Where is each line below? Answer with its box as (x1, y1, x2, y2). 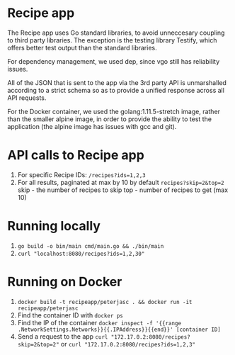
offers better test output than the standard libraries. (7, 43, 157, 52)
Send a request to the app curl (17, 332, 108, 341)
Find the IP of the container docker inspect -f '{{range (17, 318, 182, 327)
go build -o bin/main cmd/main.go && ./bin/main (17, 242, 164, 249)
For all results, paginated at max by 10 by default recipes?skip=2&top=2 (17, 178, 224, 186)
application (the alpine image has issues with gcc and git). (7, 122, 177, 130)
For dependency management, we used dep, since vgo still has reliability (7, 57, 220, 65)
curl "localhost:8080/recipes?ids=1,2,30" (17, 250, 145, 257)
